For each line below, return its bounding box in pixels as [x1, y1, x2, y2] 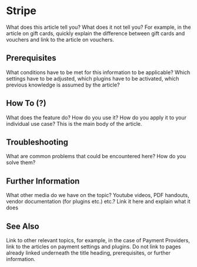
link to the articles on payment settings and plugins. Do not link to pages [6, 243, 181, 250]
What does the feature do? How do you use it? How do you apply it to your [6, 114, 187, 121]
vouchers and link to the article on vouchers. [6, 36, 115, 43]
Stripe [6, 4, 37, 18]
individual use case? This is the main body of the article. [6, 120, 142, 127]
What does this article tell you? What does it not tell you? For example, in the [6, 24, 191, 31]
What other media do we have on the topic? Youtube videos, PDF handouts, [6, 192, 189, 199]
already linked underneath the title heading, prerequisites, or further [6, 249, 171, 256]
